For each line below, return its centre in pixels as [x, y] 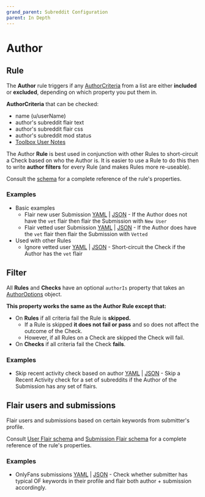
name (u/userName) [40, 116]
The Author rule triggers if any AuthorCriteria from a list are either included [102, 85]
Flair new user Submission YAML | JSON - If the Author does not [106, 214]
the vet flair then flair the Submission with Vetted [86, 234]
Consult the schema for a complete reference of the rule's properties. [94, 179]
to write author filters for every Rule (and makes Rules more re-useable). [99, 167]
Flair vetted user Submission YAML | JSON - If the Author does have [110, 227]
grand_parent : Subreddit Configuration [57, 12]
